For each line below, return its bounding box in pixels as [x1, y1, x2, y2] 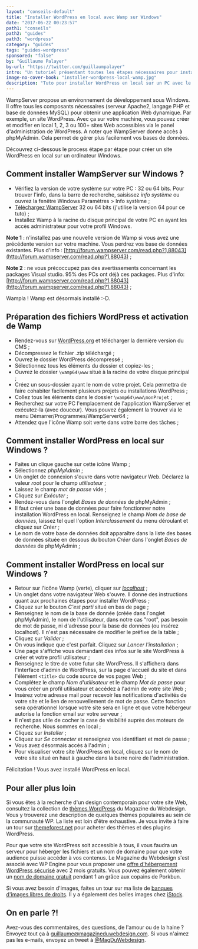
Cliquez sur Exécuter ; [14, 492, 69, 499]
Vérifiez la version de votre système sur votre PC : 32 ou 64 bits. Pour [14, 185, 184, 192]
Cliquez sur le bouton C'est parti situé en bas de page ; [14, 603, 149, 610]
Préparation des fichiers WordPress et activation [6, 312, 189, 322]
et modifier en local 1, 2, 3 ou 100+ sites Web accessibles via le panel [6, 122, 174, 128]
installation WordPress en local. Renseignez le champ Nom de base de [14, 511, 187, 518]
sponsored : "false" [6, 53, 54, 59]
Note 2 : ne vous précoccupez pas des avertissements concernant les [6, 264, 177, 271]
